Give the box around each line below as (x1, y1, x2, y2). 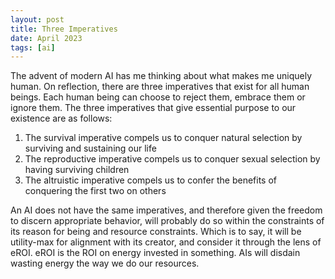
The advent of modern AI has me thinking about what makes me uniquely (10, 70, 313, 82)
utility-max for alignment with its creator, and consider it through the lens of (10, 236, 322, 248)
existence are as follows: (10, 112, 113, 125)
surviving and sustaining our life (24, 142, 157, 155)
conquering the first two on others (24, 185, 167, 197)
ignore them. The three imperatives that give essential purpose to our (10, 102, 297, 114)
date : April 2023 (10, 33, 83, 43)
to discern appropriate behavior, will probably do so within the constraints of (10, 215, 325, 227)
